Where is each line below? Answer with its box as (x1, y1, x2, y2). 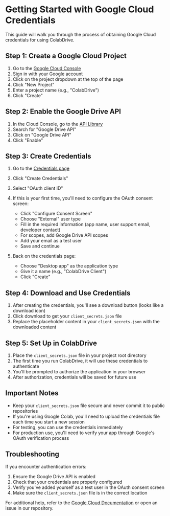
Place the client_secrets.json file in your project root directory (12, 352, 147, 358)
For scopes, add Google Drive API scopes (20, 232, 108, 238)
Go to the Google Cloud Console (12, 65, 81, 71)
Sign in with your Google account (12, 71, 83, 77)
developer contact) (20, 227, 61, 233)
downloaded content (12, 324, 57, 330)
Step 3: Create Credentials (5, 152, 91, 161)
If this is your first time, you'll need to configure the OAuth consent (12, 195, 153, 201)
